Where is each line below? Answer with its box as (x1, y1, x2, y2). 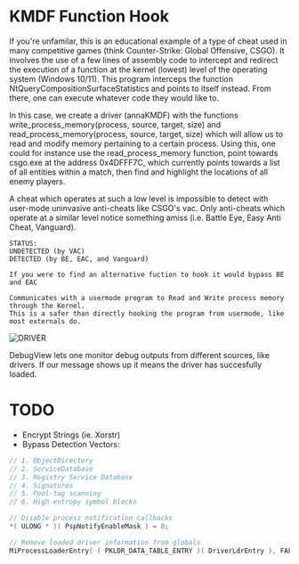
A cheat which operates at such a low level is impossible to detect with (9, 193, 269, 204)
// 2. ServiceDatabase (9, 464, 93, 473)
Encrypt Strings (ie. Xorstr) (21, 429, 121, 440)
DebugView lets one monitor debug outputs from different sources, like (9, 349, 270, 360)
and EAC (9, 278, 38, 287)
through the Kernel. (9, 301, 86, 310)
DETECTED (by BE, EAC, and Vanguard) (9, 254, 149, 264)
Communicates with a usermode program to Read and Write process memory (9, 293, 285, 302)
